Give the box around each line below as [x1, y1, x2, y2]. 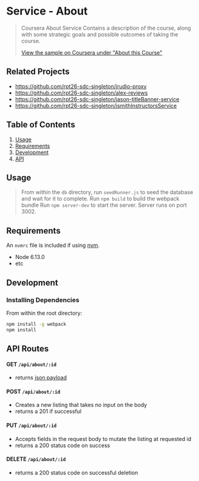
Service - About [6, 4, 88, 18]
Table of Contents [6, 119, 76, 130]
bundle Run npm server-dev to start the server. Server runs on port [21, 201, 187, 209]
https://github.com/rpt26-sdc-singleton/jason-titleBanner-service [15, 95, 180, 103]
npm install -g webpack [6, 321, 67, 327]
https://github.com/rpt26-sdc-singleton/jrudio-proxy [15, 82, 147, 90]
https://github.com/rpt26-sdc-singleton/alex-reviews [15, 89, 148, 96]
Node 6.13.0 [15, 254, 45, 261]
